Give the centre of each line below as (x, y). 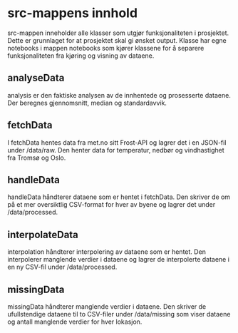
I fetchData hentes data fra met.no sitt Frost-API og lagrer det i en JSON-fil (117, 142)
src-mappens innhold (72, 13)
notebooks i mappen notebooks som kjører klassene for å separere (106, 48)
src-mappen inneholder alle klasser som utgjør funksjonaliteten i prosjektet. (118, 33)
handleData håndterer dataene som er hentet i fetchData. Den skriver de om (119, 197)
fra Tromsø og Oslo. (37, 158)
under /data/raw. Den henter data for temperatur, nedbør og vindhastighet (116, 150)
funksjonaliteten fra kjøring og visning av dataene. (81, 56)
